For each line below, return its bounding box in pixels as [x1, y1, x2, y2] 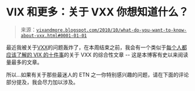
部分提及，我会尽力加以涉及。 [6, 78, 78, 86]
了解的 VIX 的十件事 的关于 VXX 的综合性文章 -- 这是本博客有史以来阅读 [16, 51, 189, 58]
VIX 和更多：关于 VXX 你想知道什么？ [6, 5, 189, 19]
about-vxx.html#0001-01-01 [20, 32, 87, 38]
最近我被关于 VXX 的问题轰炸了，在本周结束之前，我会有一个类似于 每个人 [6, 44, 182, 51]
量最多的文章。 [6, 58, 42, 66]
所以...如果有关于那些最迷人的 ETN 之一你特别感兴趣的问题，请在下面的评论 [6, 71, 189, 78]
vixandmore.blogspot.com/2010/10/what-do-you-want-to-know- [36, 27, 187, 33]
